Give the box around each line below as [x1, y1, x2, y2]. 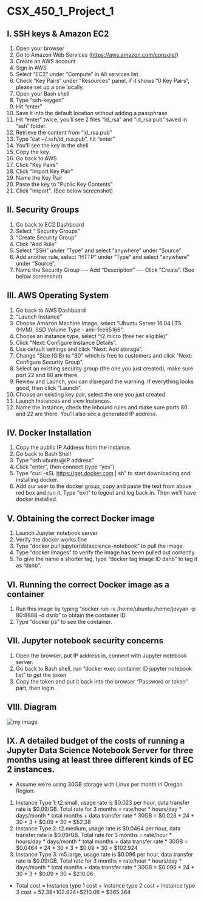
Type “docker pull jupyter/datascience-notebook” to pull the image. [15, 542, 185, 549]
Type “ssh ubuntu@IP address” [15, 457, 94, 464]
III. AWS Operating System [7, 291, 109, 301]
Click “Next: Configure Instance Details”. [15, 339, 117, 346]
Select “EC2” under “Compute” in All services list [15, 71, 138, 77]
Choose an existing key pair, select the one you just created [15, 390, 166, 398]
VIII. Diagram [7, 702, 57, 712]
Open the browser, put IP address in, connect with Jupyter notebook [15, 652, 188, 659]
